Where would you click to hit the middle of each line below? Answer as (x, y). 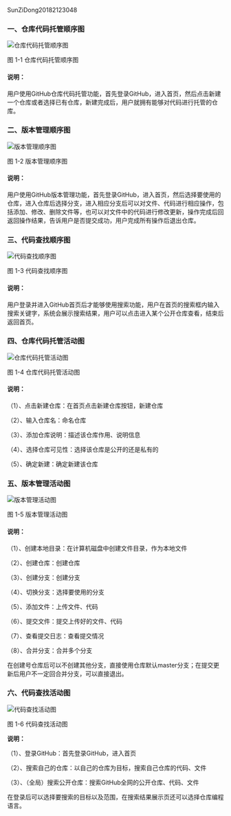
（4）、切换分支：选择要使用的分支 (56, 592)
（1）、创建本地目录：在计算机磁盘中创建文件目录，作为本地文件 (97, 548)
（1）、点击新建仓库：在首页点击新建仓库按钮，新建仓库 (85, 406)
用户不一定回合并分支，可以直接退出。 (73, 674)
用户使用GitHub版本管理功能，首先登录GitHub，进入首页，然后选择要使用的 (114, 195)
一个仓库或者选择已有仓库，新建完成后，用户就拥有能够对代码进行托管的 (109, 102)
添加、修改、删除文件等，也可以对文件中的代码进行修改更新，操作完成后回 (118, 212)
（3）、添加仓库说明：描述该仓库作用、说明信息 (74, 435)
